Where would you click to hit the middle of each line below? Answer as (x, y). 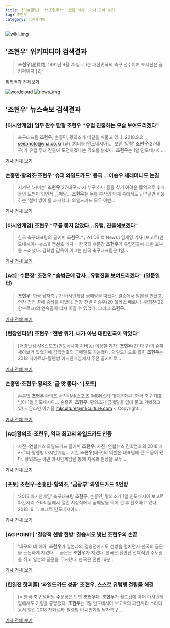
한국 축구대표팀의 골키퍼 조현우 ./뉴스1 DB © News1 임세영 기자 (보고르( (89, 237)
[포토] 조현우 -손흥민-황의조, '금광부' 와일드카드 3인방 (67, 484)
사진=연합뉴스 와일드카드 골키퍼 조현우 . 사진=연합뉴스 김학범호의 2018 (88, 446)
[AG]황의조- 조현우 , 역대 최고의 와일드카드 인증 (59, 434)
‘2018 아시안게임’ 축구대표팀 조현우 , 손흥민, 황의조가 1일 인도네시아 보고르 (91, 496)
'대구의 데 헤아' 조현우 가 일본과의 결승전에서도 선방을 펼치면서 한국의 (86, 546)
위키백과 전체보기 (22, 82)
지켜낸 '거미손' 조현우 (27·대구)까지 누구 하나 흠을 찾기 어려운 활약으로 (87, 187)
